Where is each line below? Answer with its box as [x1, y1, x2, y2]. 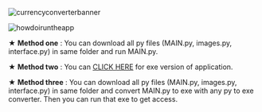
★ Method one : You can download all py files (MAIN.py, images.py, [8, 38, 233, 48]
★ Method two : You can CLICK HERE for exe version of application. [8, 62, 233, 71]
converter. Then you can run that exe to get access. [8, 95, 178, 103]
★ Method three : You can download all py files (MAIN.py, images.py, [8, 78, 237, 87]
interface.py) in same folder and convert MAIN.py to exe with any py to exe [8, 86, 254, 95]
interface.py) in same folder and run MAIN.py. [8, 47, 158, 56]
